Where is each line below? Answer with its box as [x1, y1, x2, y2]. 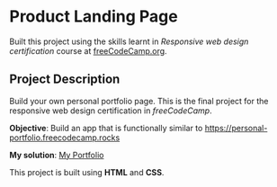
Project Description [9, 72, 121, 87]
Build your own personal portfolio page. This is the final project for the [9, 95, 269, 106]
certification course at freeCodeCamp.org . [9, 45, 168, 56]
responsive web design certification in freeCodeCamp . [9, 105, 213, 116]
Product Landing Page [9, 6, 178, 27]
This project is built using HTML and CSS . [9, 166, 165, 177]
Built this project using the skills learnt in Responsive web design [9, 36, 249, 47]
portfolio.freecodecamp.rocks [9, 132, 121, 143]
